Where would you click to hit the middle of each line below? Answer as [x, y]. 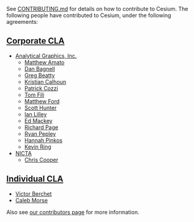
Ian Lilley [35, 114]
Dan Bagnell [39, 68]
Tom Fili [34, 95]
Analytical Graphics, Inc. [46, 56]
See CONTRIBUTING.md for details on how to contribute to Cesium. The [97, 9]
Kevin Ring [38, 147]
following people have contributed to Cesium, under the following [89, 15]
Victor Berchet [33, 194]
